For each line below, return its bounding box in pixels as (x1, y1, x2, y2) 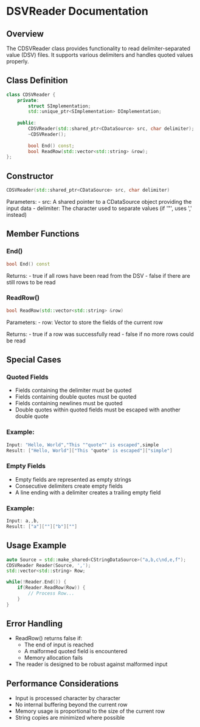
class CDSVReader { (6, 92, 56, 98)
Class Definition (6, 75, 68, 86)
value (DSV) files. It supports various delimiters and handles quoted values (6, 51, 193, 59)
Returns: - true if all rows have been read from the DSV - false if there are (6, 272, 190, 279)
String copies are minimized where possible (15, 714, 125, 722)
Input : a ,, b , (6, 518, 40, 524)
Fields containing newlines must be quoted (15, 400, 123, 407)
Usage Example (6, 540, 67, 551)
